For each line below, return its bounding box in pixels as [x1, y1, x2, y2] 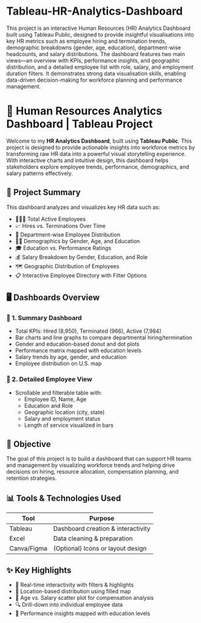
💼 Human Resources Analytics [6, 104, 163, 118]
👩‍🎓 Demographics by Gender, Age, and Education [15, 237, 140, 244]
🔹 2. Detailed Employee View [6, 375, 93, 383]
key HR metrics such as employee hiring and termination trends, [6, 37, 167, 44]
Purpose [89, 514, 115, 522]
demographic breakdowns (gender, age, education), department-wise [6, 44, 181, 51]
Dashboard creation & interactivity [53, 524, 151, 533]
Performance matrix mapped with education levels [15, 347, 141, 354]
